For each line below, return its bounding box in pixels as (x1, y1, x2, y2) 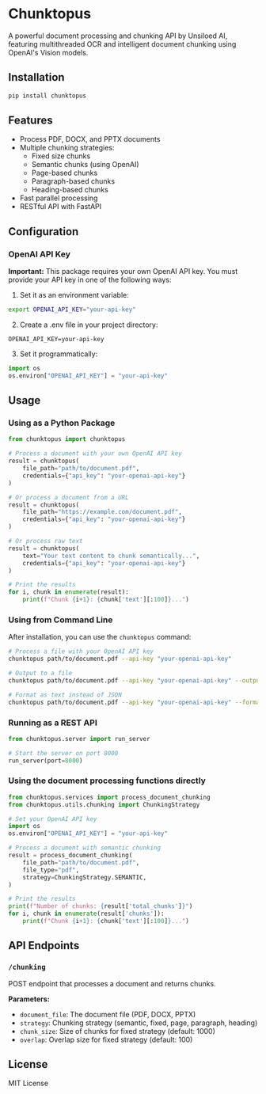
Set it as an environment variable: (19, 291, 129, 300)
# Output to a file (8, 670, 73, 678)
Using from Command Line (8, 614, 113, 625)
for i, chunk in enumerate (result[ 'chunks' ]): (8, 910, 165, 918)
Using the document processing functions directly (8, 775, 206, 786)
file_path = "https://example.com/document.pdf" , (22, 508, 182, 516)
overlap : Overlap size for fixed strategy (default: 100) (19, 1035, 193, 1044)
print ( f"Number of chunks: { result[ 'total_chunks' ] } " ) (8, 902, 193, 910)
